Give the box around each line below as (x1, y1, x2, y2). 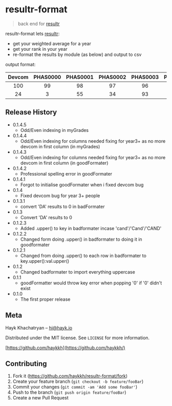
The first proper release (20, 296, 71, 302)
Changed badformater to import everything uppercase (20, 268, 136, 275)
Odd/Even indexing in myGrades (20, 127, 89, 133)
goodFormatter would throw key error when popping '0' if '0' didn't (20, 280, 162, 286)
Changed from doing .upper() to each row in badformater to (20, 253, 147, 259)
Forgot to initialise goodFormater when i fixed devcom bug (20, 181, 144, 188)
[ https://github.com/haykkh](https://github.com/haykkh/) (5, 344, 125, 351)
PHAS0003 (131, 73, 159, 81)
